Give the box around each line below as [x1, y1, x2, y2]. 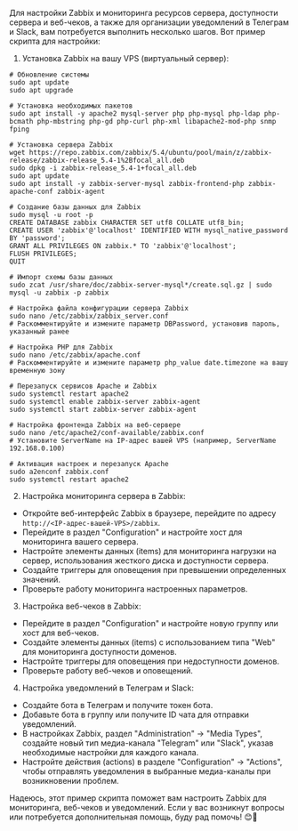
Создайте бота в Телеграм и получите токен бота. [21, 700, 213, 710]
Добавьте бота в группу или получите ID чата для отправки [21, 709, 249, 720]
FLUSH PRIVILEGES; [9, 249, 77, 258]
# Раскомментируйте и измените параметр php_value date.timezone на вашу [9, 359, 289, 367]
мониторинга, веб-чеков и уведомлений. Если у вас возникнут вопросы [9, 803, 285, 812]
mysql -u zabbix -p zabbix [9, 288, 109, 297]
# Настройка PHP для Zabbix [9, 343, 114, 351]
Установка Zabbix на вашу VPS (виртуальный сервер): [21, 53, 230, 63]
